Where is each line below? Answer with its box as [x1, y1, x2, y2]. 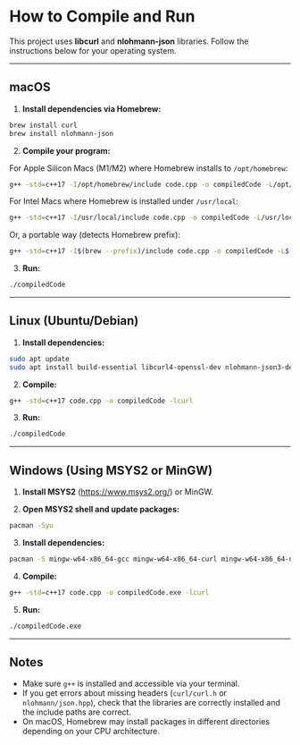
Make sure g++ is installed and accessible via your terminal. [21, 678, 240, 690]
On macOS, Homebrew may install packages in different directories [21, 716, 271, 727]
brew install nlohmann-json [9, 129, 114, 138]
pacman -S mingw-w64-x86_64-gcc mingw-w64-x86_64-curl [9, 555, 218, 563]
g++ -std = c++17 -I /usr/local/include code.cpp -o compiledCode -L [9, 213, 262, 223]
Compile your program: [21, 145, 111, 156]
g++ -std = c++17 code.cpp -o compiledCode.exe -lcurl [9, 588, 210, 597]
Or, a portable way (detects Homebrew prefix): [9, 230, 181, 241]
